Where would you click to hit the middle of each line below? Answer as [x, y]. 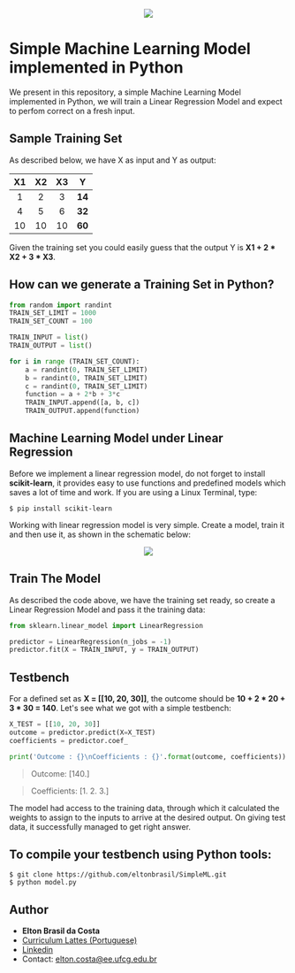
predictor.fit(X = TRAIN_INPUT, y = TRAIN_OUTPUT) [104, 650]
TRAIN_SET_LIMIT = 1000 [53, 313]
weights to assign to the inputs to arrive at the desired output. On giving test [147, 817]
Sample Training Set [66, 138]
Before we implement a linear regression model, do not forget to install [137, 473]
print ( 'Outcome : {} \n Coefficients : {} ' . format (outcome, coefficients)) [148, 756]
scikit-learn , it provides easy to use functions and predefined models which [147, 483]
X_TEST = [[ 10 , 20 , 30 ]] [55, 724]
